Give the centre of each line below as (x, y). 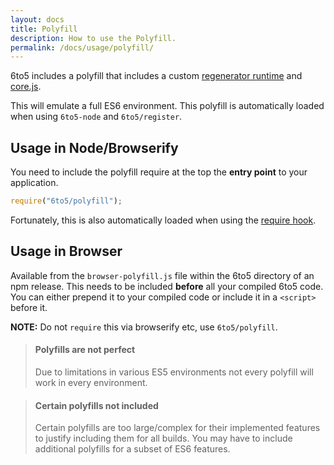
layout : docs (37, 19)
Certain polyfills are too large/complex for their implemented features (177, 428)
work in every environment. (91, 382)
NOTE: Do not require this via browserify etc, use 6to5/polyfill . (144, 327)
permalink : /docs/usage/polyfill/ (82, 47)
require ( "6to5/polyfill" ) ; (66, 201)
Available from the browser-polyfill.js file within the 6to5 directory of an (162, 275)
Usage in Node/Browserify (94, 147)
